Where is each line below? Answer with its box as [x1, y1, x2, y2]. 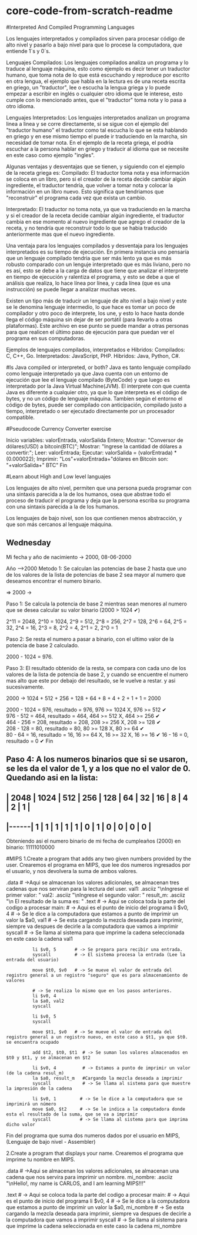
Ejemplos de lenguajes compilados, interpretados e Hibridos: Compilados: [6, 346, 185, 353]
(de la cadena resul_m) [6, 1070, 65, 1076]
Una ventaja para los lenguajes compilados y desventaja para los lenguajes [6, 242, 188, 249]
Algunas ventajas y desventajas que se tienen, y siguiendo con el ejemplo [6, 163, 185, 170]
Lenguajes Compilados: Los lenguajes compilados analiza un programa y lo [6, 59, 189, 66]
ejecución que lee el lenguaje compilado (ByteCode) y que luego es [6, 376, 171, 383]
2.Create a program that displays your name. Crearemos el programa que [6, 1150, 183, 1157]
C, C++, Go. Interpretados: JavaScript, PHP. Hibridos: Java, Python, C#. [6, 352, 181, 359]
